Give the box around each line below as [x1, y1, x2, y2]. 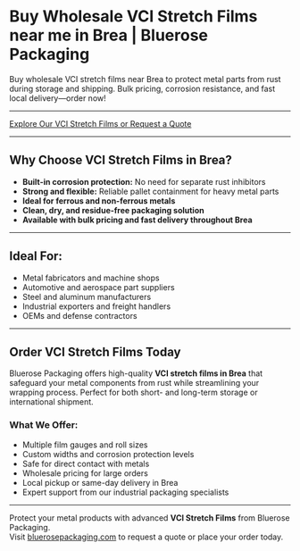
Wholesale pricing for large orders [21, 467, 149, 479]
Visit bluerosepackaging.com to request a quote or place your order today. [9, 531, 284, 542]
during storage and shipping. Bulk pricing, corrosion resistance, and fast [9, 83, 276, 94]
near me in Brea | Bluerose [9, 25, 208, 46]
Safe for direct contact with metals [21, 458, 150, 469]
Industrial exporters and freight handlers [21, 301, 171, 312]
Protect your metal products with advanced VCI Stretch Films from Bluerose [9, 512, 290, 523]
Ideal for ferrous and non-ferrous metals [21, 195, 176, 206]
